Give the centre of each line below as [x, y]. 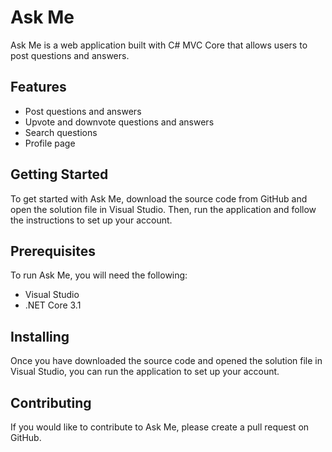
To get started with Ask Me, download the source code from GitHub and [159, 198]
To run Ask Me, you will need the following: [99, 275]
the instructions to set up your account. [91, 220]
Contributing [51, 402]
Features [38, 87]
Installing [40, 336]
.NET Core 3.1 [53, 305]
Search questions [61, 132]
